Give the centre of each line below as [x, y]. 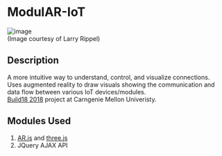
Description [33, 61]
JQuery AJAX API [42, 145]
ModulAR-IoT [46, 12]
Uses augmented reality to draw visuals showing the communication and [111, 85]
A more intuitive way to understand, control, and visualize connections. [109, 77]
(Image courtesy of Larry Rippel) [54, 38]
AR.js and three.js [42, 138]
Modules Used [39, 121]
